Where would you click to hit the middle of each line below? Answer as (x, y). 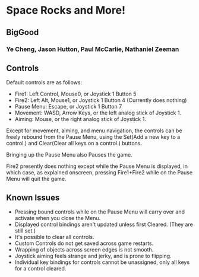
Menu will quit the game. (36, 179)
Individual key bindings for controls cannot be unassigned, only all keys (102, 262)
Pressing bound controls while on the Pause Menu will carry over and (100, 212)
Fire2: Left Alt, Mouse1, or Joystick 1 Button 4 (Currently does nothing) (101, 100)
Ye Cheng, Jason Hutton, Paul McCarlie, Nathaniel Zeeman (93, 49)
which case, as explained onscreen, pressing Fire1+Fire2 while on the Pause (99, 173)
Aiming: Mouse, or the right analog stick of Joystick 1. (80, 119)
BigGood (23, 32)
